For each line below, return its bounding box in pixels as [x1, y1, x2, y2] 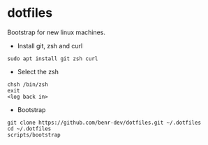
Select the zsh [17, 67, 59, 76]
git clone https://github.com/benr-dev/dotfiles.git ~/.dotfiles [7, 119, 201, 126]
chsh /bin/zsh [7, 81, 49, 88]
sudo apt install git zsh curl [7, 55, 98, 62]
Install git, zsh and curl [17, 41, 83, 50]
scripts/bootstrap [7, 131, 61, 138]
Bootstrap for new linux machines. [7, 28, 106, 36]
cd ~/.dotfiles [7, 125, 52, 132]
